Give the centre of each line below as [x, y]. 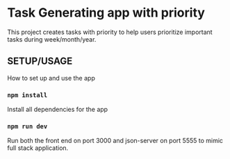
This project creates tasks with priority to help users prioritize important [110, 32]
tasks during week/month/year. [52, 39]
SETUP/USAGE [40, 61]
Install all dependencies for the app [58, 110]
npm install [27, 95]
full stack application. [38, 148]
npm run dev [27, 126]
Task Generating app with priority [106, 13]
